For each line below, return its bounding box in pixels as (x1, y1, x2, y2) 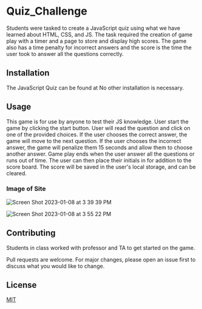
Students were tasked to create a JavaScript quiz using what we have (6, 24, 181, 32)
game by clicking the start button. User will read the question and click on (6, 124, 191, 131)
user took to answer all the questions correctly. (6, 50, 124, 57)
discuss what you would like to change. (6, 262, 105, 269)
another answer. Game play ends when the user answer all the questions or (6, 150, 195, 158)
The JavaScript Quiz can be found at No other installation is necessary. (6, 84, 184, 91)
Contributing (6, 228, 56, 238)
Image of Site (6, 184, 47, 193)
